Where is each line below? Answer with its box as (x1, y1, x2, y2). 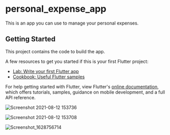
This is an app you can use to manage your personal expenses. (5, 20, 139, 26)
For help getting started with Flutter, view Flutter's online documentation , (5, 83, 159, 89)
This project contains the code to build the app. (5, 48, 105, 54)
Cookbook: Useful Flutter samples (12, 74, 85, 80)
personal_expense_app (5, 3, 107, 15)
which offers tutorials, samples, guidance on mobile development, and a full (5, 89, 165, 95)
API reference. (5, 94, 36, 100)
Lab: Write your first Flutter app (12, 68, 79, 74)
